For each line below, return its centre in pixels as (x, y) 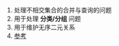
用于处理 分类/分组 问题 (47, 19)
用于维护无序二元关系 (44, 27)
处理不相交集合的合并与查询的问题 (63, 10)
